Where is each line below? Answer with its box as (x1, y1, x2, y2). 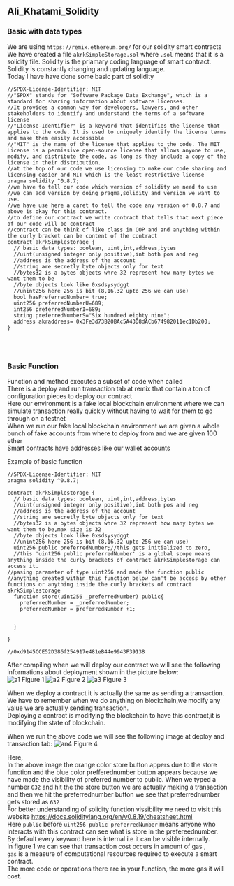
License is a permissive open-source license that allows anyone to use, (7, 147, 227, 154)
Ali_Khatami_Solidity (7, 6, 100, 17)
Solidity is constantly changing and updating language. (7, 64, 166, 73)
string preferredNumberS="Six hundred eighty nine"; (13, 312, 170, 319)
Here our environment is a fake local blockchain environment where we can (7, 399, 225, 407)
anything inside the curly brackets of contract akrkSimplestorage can (7, 556, 220, 563)
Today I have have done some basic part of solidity (7, 72, 154, 80)
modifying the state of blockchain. (7, 718, 106, 727)
